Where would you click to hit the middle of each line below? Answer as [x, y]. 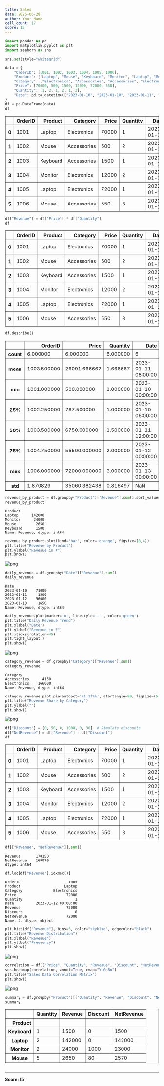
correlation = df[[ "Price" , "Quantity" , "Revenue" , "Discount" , [72, 965]
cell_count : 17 [20, 23]
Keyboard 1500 [25, 528]
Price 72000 [41, 895]
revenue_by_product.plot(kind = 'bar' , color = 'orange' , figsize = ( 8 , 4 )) [77, 541]
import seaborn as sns [28, 50]
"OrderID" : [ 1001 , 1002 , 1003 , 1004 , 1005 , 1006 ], [66, 72]
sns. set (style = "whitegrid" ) [34, 59]
